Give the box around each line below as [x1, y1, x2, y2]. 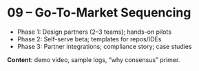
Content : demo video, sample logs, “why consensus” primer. [7, 55, 180, 63]
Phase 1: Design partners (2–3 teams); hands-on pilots [17, 28, 172, 36]
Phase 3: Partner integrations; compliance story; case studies [17, 42, 192, 50]
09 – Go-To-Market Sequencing [7, 5, 191, 21]
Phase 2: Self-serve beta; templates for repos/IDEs [17, 34, 162, 43]
